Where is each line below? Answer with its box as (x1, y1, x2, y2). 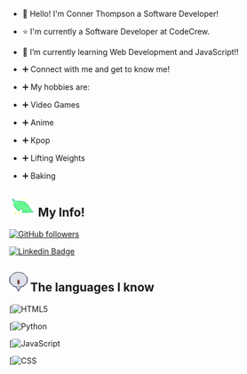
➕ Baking (21, 171, 56, 181)
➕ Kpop (21, 135, 51, 146)
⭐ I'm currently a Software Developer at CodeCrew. (21, 27, 211, 36)
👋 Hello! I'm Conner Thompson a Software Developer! (21, 9, 219, 19)
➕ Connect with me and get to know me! (21, 64, 171, 75)
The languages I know (29, 280, 155, 295)
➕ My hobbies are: (21, 82, 91, 92)
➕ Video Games (21, 99, 80, 110)
